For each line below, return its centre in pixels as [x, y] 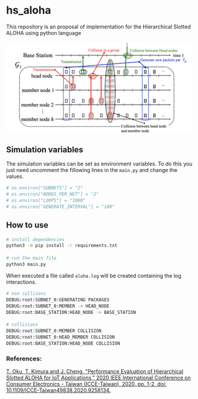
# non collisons [26, 293]
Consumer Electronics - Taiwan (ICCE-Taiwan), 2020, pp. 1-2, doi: [86, 384]
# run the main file [32, 258]
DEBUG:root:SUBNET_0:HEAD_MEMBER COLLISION [61, 338]
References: [24, 358]
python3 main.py [26, 265]
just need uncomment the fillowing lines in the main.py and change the [92, 170]
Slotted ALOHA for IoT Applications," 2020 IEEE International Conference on [98, 378]
